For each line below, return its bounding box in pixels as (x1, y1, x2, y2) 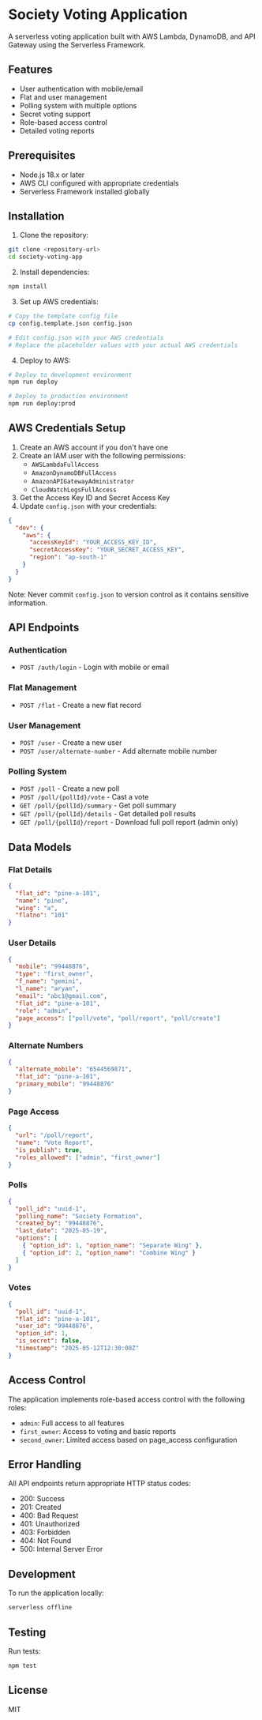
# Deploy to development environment (8, 371, 133, 378)
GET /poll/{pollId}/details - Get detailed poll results (19, 809, 196, 819)
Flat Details (8, 864, 53, 875)
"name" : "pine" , (15, 897, 69, 905)
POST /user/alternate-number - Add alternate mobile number (19, 746, 218, 755)
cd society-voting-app (8, 253, 83, 262)
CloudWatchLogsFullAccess (31, 486, 117, 494)
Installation (8, 209, 65, 223)
